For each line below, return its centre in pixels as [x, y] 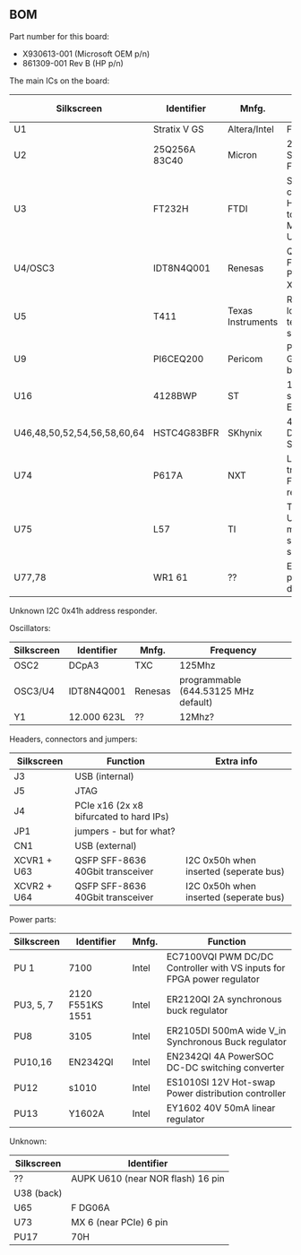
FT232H [171, 208]
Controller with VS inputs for [226, 967]
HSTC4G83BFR [186, 432]
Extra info [236, 761]
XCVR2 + [33, 886]
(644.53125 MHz [216, 691]
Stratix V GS [179, 129]
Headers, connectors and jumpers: [73, 739]
